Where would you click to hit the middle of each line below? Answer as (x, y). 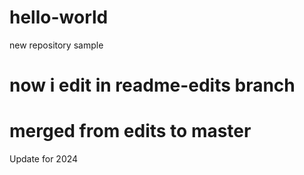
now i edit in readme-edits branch (152, 85)
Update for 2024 (44, 159)
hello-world (59, 17)
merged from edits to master (130, 131)
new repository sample (56, 45)
